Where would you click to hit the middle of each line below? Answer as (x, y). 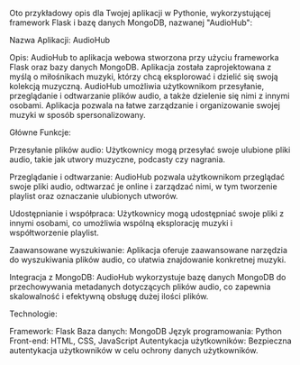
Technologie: (34, 314)
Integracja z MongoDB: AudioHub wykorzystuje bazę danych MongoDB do (148, 277)
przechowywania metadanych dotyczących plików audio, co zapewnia (140, 287)
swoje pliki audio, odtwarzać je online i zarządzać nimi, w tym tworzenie (143, 187)
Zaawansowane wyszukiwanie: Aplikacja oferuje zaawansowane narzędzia (149, 250)
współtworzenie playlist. (54, 233)
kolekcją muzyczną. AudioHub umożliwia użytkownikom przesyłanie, (136, 86)
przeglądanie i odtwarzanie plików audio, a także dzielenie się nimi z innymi (150, 96)
